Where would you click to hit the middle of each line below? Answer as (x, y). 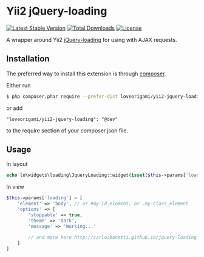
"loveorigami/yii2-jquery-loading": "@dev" (62, 119)
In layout (17, 164)
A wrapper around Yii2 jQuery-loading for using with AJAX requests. (92, 39)
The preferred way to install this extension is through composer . (86, 74)
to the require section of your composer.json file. (67, 130)
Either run (19, 85)
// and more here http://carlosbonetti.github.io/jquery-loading (113, 238)
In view (15, 187)
